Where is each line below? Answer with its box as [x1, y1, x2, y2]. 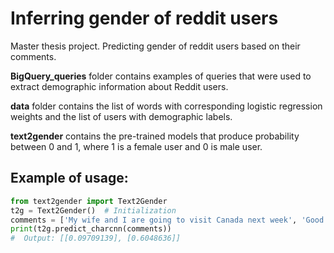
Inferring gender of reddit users [10, 7, 279, 30]
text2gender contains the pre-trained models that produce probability [10, 130, 300, 142]
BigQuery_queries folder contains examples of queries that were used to [10, 70, 312, 82]
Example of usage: [10, 170, 129, 187]
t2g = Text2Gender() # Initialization [10, 205, 177, 216]
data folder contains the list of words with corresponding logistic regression [10, 100, 323, 112]
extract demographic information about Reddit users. [10, 80, 229, 92]
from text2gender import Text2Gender [10, 196, 168, 206]
